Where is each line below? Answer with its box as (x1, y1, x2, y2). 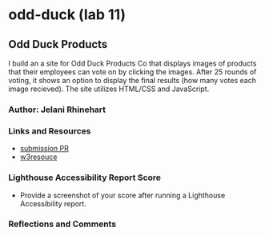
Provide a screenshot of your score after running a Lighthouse (19, 190, 226, 200)
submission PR (19, 144, 70, 153)
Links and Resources (8, 125, 91, 137)
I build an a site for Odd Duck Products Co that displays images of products (8, 58, 257, 68)
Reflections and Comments (8, 218, 117, 229)
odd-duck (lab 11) (8, 6, 126, 24)
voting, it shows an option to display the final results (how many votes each (8, 76, 256, 85)
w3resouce (19, 152, 58, 161)
